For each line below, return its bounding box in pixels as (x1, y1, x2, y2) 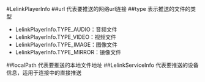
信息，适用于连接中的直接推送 (6, 69, 81, 76)
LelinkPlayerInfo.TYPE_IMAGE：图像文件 (15, 41, 118, 48)
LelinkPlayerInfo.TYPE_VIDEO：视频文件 (15, 33, 116, 41)
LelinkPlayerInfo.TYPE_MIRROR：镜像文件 (15, 49, 121, 56)
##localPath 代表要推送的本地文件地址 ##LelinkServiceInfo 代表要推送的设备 (6, 61, 199, 69)
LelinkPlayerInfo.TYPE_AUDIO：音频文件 (15, 26, 117, 33)
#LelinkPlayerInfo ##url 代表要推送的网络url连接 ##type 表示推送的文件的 (6, 5, 191, 12)
